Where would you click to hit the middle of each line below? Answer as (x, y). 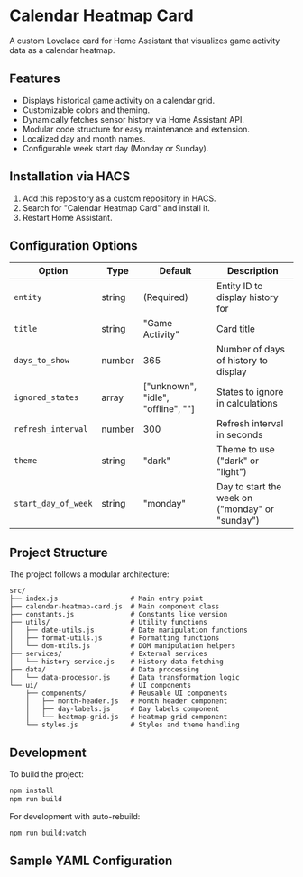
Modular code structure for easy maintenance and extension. (136, 129)
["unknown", (170, 387)
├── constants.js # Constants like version (119, 615)
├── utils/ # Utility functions (108, 623)
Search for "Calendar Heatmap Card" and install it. (116, 207)
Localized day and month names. (84, 138)
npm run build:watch (48, 833)
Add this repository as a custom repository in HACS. (119, 198)
